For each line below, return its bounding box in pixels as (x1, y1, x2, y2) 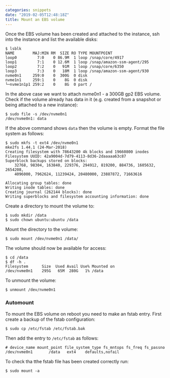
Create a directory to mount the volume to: (5, 203, 95, 209)
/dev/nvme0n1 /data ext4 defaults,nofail (5, 349, 120, 355)
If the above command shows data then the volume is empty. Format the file (5, 125, 165, 131)
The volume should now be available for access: (5, 245, 107, 251)
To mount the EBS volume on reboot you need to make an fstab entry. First (5, 311, 162, 317)
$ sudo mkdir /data (5, 213, 47, 218)
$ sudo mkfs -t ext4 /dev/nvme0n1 (5, 140, 79, 146)
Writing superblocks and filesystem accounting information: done (5, 194, 149, 199)
